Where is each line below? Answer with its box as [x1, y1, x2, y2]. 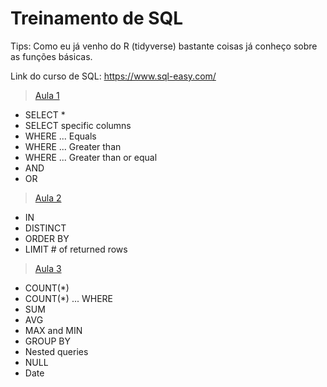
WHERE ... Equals [24, 130, 97, 142]
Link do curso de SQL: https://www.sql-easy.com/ [10, 70, 217, 82]
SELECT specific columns [24, 119, 132, 131]
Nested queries [24, 345, 89, 357]
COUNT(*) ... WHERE [24, 292, 113, 304]
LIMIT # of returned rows [24, 243, 128, 255]
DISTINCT [24, 222, 67, 234]
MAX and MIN [24, 324, 83, 336]
